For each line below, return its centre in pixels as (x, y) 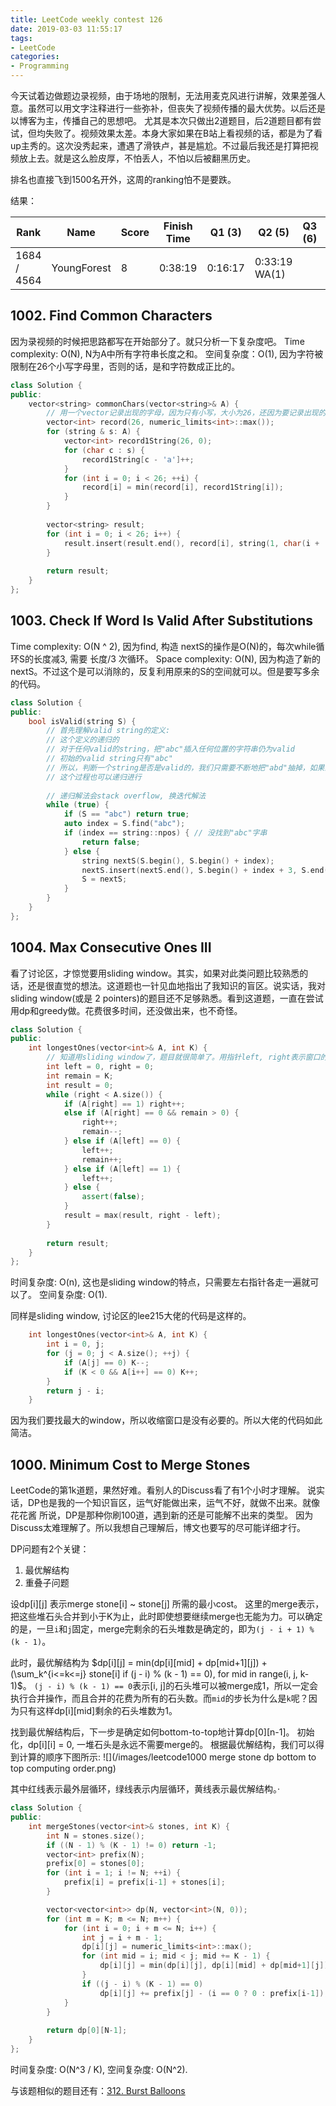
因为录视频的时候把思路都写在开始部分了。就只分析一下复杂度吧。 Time (157, 341)
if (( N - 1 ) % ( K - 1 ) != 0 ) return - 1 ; (131, 1845)
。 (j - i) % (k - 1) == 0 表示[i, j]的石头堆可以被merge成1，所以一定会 (170, 1686)
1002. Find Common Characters (111, 316)
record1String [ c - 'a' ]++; (138, 459)
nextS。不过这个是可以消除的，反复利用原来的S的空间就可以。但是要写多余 (165, 671)
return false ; (111, 842)
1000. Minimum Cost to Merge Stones (130, 1464)
